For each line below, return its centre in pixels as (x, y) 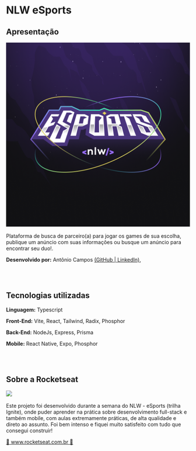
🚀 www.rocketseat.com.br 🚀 (40, 442)
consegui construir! (29, 431)
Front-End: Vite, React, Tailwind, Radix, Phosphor (66, 321)
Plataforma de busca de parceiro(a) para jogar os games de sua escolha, (94, 236)
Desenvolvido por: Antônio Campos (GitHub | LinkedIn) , (74, 260)
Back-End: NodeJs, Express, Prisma (50, 332)
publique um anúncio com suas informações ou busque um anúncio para (94, 242)
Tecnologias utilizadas (48, 296)
